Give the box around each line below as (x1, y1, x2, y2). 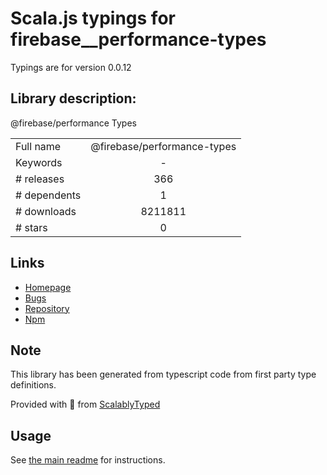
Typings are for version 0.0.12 (10, 61, 132, 73)
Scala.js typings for (10, 7, 176, 30)
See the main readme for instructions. (10, 454, 166, 466)
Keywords (15, 155, 63, 169)
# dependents (15, 188, 82, 202)
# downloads (15, 204, 77, 218)
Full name (15, 139, 62, 153)
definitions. (10, 379, 57, 391)
